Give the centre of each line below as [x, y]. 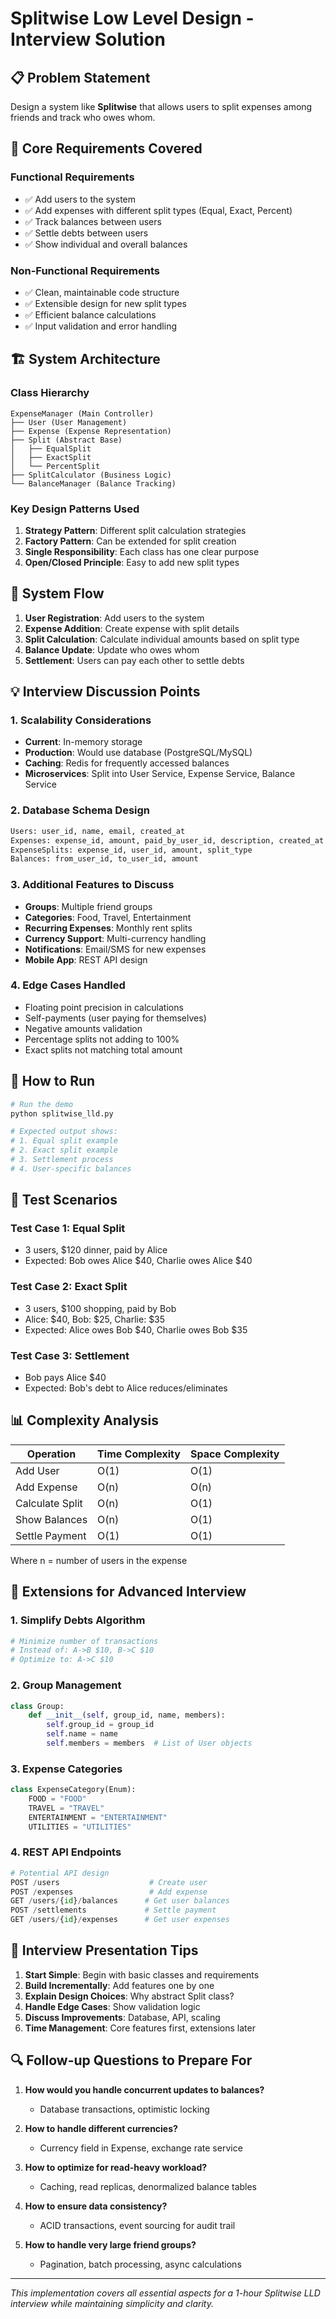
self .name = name [82, 1734]
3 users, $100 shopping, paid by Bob [100, 1308]
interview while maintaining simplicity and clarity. [112, 2303]
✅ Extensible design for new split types [105, 303]
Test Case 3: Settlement [70, 1355]
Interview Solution [88, 39]
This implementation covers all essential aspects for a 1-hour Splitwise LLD [165, 2293]
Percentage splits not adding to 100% [102, 1039]
